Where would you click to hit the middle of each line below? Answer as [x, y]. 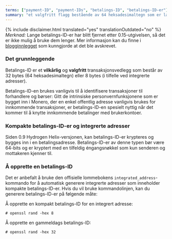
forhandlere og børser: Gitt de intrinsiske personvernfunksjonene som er [82, 96]
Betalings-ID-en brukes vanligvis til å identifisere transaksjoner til [74, 91]
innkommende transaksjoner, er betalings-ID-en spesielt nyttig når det [79, 107]
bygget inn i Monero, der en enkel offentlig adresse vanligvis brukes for [81, 102]
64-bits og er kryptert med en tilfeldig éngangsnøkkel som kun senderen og [85, 148]
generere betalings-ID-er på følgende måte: [51, 194]
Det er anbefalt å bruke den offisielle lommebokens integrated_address [81, 178]
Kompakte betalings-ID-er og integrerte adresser [68, 126]
